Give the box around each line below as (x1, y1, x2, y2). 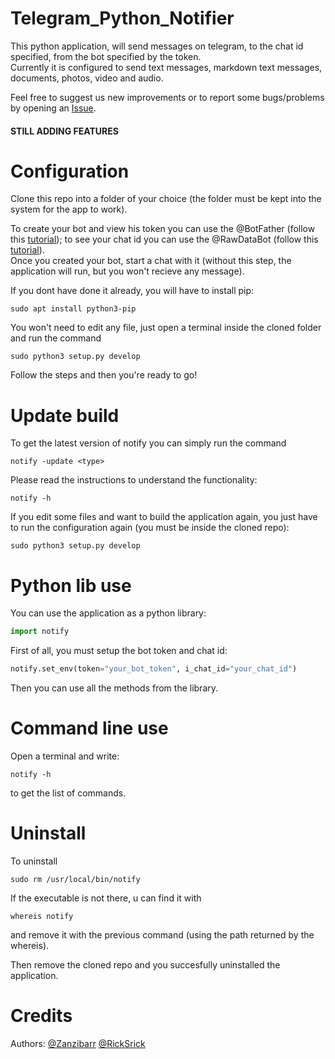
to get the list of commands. (10, 787, 127, 799)
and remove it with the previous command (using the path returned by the (10, 928, 315, 941)
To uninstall (10, 855, 58, 867)
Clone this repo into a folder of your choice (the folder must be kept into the (10, 193, 322, 205)
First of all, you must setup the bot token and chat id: (10, 645, 228, 657)
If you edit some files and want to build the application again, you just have (10, 511, 318, 523)
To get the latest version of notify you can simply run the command (10, 437, 287, 449)
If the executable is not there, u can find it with (10, 892, 202, 904)
